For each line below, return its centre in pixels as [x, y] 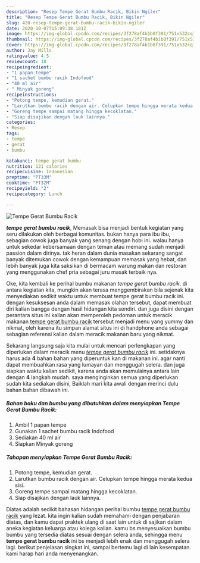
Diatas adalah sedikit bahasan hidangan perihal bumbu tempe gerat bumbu [98, 509]
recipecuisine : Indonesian [40, 172]
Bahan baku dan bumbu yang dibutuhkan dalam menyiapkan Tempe [93, 404]
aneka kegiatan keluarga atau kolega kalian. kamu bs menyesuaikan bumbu [99, 528]
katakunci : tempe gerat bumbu [44, 161]
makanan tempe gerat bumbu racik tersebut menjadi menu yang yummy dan [100, 321]
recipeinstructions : [32, 95]
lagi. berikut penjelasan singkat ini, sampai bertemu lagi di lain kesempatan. [99, 547]
